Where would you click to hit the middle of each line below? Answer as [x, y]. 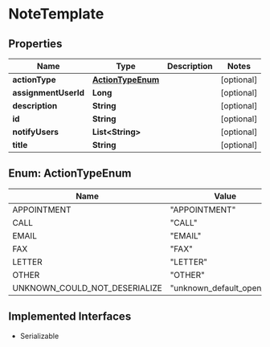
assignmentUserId [49, 93]
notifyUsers [35, 132]
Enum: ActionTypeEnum [70, 173]
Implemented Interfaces [70, 317]
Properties [35, 44]
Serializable [39, 336]
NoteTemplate [56, 14]
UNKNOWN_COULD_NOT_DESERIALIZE [87, 288]
